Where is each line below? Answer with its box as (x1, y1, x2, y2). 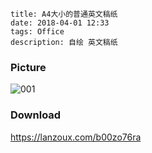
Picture (10, 60, 47, 74)
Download (10, 108, 62, 122)
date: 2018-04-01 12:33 (10, 18, 110, 28)
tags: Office (10, 27, 65, 37)
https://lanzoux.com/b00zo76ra (10, 131, 142, 143)
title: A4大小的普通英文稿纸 (10, 9, 118, 19)
